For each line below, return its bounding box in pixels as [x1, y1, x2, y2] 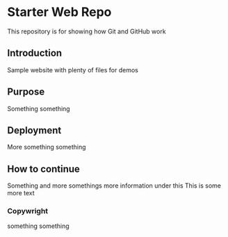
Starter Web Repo [7, 4, 112, 20]
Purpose [7, 86, 45, 98]
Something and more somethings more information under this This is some [7, 181, 221, 190]
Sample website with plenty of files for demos [7, 65, 139, 74]
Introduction [7, 47, 63, 59]
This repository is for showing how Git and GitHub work [7, 27, 166, 35]
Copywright [7, 206, 49, 216]
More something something [7, 143, 86, 152]
